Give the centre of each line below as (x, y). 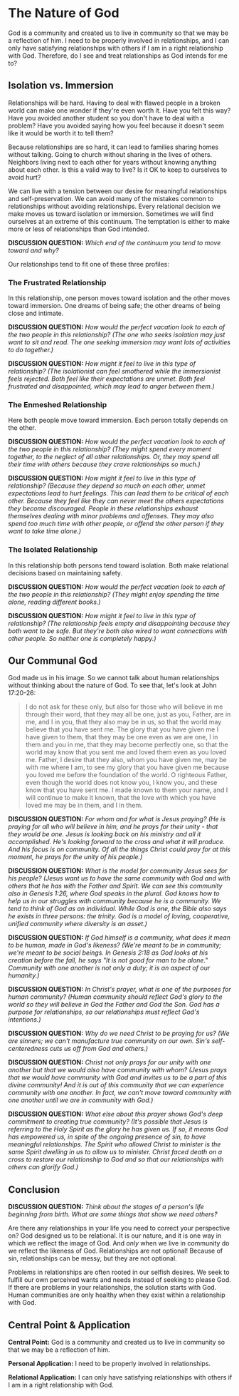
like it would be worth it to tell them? (61, 133)
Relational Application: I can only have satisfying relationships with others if (120, 1377)
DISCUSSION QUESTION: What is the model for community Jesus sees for (118, 871)
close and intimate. (36, 313)
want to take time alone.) (44, 531)
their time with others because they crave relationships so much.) (105, 464)
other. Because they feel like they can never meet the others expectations (116, 501)
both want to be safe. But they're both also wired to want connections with (118, 631)
